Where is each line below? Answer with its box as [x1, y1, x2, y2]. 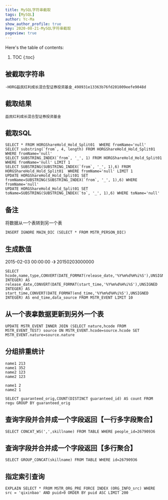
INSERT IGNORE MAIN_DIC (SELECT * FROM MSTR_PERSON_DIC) [5, 230, 126, 235]
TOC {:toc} [12, 54, 35, 60]
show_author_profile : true [5, 21, 61, 27]
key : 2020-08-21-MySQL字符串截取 [5, 26, 71, 31]
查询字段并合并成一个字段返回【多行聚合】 [5, 444, 136, 452]
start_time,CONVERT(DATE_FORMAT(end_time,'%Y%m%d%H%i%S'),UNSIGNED [5, 291, 149, 296]
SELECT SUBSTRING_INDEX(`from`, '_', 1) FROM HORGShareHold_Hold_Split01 [5, 156, 162, 161]
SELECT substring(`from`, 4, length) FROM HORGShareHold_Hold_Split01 [5, 147, 155, 152]
